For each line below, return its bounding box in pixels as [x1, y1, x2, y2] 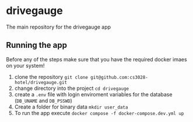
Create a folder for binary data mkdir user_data [14, 103, 128, 110]
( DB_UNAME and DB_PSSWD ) [14, 97, 73, 104]
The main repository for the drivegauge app [6, 23, 111, 30]
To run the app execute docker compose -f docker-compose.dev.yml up [14, 109, 184, 116]
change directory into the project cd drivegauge [14, 85, 129, 92]
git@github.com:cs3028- [90, 74, 149, 80]
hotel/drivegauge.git [14, 79, 67, 85]
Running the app [6, 40, 67, 50]
